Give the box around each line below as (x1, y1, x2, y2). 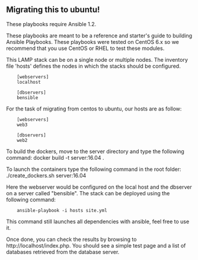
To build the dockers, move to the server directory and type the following (6, 148, 185, 155)
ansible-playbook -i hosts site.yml (17, 207, 108, 213)
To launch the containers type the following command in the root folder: (6, 166, 181, 173)
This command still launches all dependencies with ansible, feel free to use (6, 218, 190, 225)
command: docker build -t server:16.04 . (6, 154, 104, 161)
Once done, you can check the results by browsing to (6, 236, 137, 243)
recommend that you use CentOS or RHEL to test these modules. (6, 45, 165, 52)
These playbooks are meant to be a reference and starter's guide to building (6, 32, 193, 39)
